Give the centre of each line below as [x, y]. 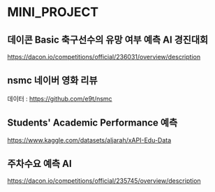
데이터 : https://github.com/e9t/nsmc [60, 98]
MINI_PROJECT [53, 12]
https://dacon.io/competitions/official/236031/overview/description [104, 57]
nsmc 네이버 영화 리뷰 [52, 81]
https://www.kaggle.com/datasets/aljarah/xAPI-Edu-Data [89, 140]
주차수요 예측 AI [39, 164]
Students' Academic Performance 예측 [92, 123]
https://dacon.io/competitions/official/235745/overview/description [104, 181]
